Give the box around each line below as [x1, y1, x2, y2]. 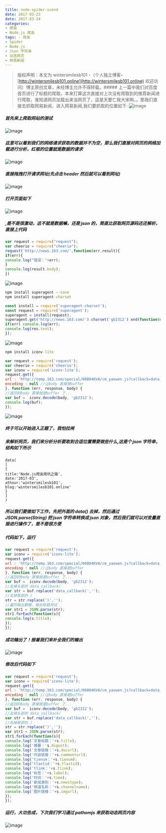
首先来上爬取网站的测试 [5, 115, 53, 121]
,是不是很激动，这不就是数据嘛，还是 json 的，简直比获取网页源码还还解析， [5, 220, 160, 226]
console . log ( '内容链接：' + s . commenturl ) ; [5, 752, 88, 757]
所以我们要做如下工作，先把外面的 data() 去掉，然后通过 [5, 509, 120, 514]
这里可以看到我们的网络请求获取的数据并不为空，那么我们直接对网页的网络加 [5, 139, 161, 146]
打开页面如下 [5, 195, 31, 201]
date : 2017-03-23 [5, 12, 41, 17]
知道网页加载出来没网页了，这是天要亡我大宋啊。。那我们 [38, 97, 154, 103]
